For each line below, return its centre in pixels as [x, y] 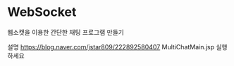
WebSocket [42, 12]
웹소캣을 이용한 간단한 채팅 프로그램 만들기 [66, 32]
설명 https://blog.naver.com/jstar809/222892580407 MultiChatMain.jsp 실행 [117, 47]
